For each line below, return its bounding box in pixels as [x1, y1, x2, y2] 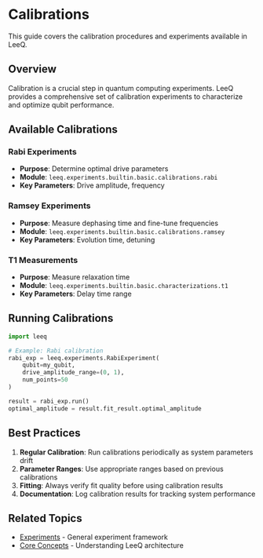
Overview [8, 63, 57, 76]
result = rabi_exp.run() [8, 397, 89, 405]
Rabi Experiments [8, 147, 77, 158]
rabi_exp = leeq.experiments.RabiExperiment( [8, 354, 159, 362]
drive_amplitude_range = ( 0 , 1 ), [22, 369, 125, 377]
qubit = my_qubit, [22, 361, 76, 370]
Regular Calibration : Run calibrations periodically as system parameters [19, 447, 254, 457]
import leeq [8, 332, 47, 341]
